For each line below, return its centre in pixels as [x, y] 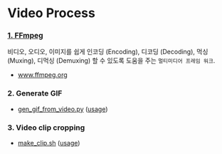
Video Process [52, 13]
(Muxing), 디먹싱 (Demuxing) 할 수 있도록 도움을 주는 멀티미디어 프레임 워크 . [111, 61]
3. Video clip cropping [46, 128]
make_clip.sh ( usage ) [49, 143]
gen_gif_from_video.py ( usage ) [63, 109]
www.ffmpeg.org [42, 75]
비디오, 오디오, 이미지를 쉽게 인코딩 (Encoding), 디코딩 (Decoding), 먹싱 [108, 52]
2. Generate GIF [35, 93]
